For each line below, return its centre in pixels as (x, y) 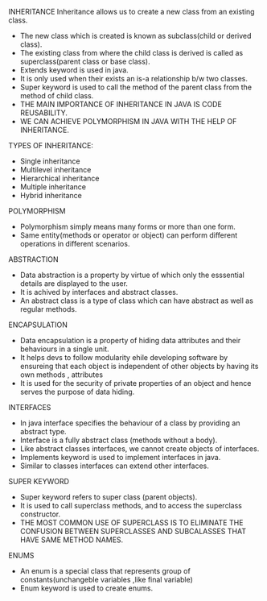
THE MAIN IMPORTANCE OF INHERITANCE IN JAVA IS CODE (121, 104)
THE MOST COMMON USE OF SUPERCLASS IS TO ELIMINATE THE (131, 522)
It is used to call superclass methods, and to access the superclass (131, 506)
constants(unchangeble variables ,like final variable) (106, 580)
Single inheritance (50, 161)
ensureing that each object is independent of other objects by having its (139, 366)
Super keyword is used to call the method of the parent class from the (136, 87)
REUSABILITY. (44, 113)
